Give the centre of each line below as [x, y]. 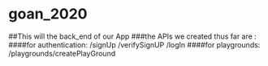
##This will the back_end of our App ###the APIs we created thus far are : [133, 36]
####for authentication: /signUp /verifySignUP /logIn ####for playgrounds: [134, 44]
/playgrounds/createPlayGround [62, 53]
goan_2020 [48, 14]
